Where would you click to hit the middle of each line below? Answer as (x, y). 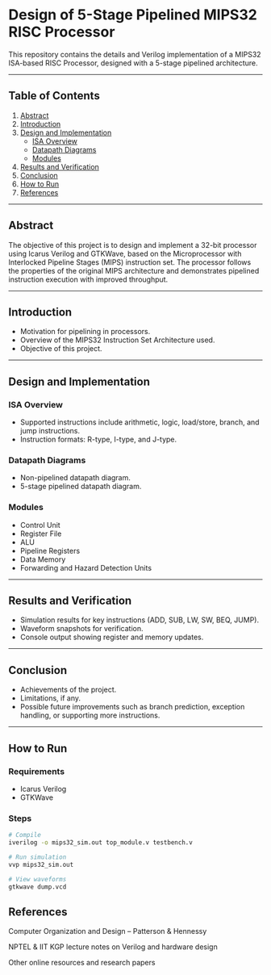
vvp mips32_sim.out (41, 864)
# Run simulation (38, 857)
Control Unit (40, 525)
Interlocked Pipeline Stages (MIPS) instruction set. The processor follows (130, 262)
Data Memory (43, 559)
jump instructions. (50, 431)
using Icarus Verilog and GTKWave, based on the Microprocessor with (125, 253)
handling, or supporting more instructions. (90, 715)
